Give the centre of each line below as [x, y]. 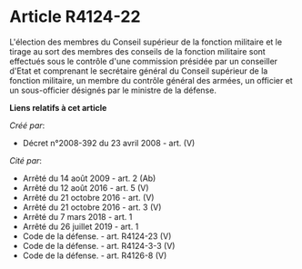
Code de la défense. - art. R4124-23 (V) [97, 236]
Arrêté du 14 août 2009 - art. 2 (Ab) [89, 178]
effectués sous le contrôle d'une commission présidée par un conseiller [144, 61]
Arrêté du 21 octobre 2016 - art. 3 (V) [92, 207]
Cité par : [26, 160]
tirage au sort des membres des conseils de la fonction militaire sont [137, 51]
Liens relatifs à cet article [58, 107]
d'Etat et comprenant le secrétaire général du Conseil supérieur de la [139, 71]
